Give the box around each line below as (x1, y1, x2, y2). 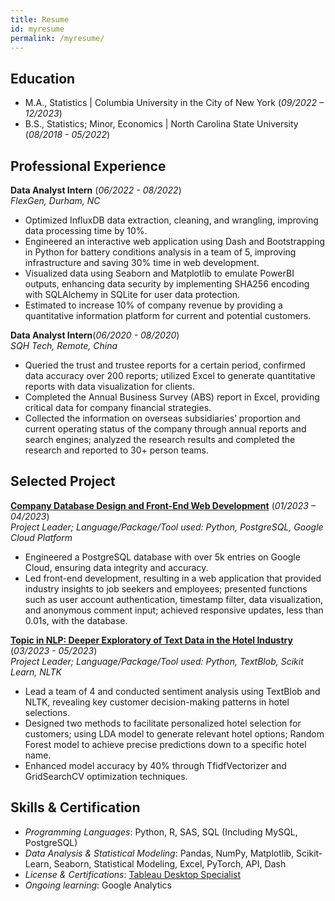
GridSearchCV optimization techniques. (24, 770, 188, 782)
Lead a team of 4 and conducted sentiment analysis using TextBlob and (24, 685, 321, 697)
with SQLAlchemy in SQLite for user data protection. (24, 289, 241, 300)
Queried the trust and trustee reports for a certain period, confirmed (24, 359, 306, 371)
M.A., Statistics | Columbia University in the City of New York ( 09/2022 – (24, 97, 324, 109)
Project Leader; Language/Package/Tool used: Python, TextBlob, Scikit (10, 655, 304, 667)
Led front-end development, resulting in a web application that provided (24, 572, 322, 584)
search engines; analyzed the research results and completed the (24, 434, 296, 445)
